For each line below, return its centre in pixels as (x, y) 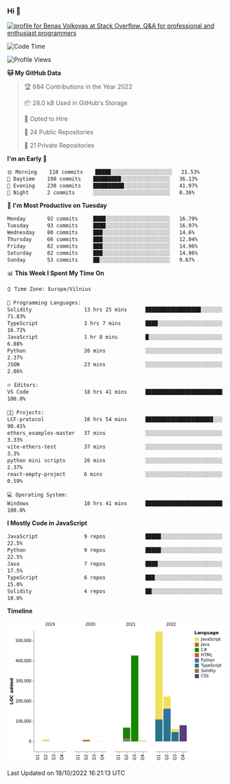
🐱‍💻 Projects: (26, 413)
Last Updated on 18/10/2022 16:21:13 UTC (66, 773)
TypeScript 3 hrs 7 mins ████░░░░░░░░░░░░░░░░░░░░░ (115, 324)
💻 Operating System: (38, 495)
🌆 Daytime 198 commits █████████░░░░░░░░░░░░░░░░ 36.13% (102, 179)
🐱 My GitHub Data (34, 73)
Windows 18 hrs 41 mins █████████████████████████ (115, 503)
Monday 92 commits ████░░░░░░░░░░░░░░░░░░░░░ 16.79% (102, 219)
